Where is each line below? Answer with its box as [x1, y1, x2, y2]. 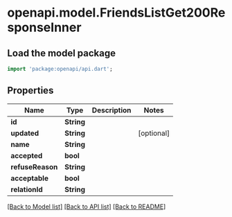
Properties [7, 85, 54, 96]
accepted [10, 150, 43, 160]
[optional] [138, 128, 170, 138]
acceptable [10, 173, 48, 183]
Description [91, 105, 132, 115]
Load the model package [7, 47, 116, 59]
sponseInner [7, 19, 82, 35]
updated [10, 128, 39, 138]
